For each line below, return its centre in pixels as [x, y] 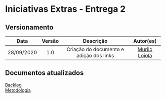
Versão [50, 41]
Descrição [95, 41]
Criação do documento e [95, 49]
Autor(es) [145, 41]
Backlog [14, 85]
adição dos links [95, 55]
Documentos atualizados [44, 73]
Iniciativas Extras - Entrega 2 [65, 9]
